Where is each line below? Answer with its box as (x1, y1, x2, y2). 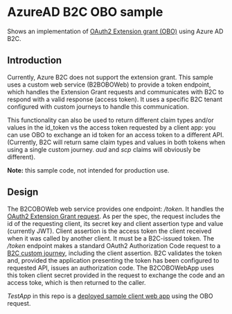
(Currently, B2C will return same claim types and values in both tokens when (7, 138, 226, 146)
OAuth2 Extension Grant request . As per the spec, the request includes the (7, 212, 221, 220)
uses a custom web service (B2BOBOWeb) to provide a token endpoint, (7, 80, 211, 89)
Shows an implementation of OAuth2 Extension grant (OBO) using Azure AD (7, 27, 224, 35)
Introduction (7, 55, 62, 67)
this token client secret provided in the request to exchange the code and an (7, 271, 225, 279)
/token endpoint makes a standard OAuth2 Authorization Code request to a (7, 241, 221, 250)
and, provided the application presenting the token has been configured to (7, 256, 220, 264)
